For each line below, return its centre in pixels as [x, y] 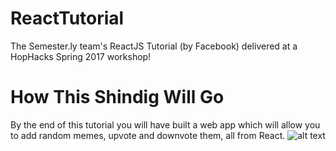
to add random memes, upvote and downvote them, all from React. [148, 135]
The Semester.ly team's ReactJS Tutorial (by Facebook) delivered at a [154, 46]
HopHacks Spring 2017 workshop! [81, 56]
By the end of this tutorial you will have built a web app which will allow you [165, 124]
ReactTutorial [67, 18]
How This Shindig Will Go [117, 97]
